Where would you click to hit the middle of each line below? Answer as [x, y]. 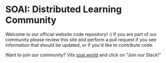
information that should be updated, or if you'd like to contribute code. [79, 45]
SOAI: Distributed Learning [64, 9]
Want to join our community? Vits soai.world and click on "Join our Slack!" [83, 55]
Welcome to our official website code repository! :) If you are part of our [81, 34]
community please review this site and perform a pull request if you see [81, 40]
